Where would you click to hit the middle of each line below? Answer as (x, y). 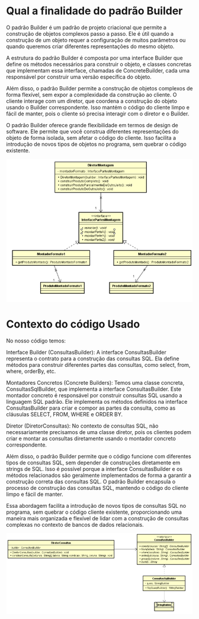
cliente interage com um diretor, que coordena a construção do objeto (92, 101)
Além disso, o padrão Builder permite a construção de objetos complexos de (99, 88)
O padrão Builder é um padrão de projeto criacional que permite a (86, 27)
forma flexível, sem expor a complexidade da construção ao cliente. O (92, 95)
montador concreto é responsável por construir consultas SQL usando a (94, 395)
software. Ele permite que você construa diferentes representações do (92, 131)
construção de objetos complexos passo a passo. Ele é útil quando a (90, 33)
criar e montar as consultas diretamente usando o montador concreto (91, 438)
